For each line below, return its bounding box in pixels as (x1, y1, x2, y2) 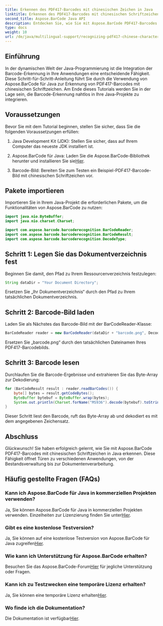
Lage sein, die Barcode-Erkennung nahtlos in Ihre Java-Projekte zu (5, 91, 139, 97)
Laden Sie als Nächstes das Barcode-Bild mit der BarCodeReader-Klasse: (5, 321, 152, 327)
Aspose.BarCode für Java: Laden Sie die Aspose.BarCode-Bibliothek (12, 153, 150, 158)
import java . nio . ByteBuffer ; (5, 214, 64, 219)
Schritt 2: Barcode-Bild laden (5, 308, 95, 316)
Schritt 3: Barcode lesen (5, 359, 80, 367)
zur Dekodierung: (5, 376, 40, 383)
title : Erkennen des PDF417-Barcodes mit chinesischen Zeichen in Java (5, 7, 153, 12)
